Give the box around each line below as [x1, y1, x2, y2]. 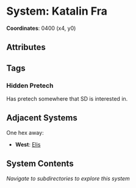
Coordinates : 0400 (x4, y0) [6, 24, 76, 32]
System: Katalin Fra [6, 4, 108, 18]
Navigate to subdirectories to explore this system [6, 175, 130, 182]
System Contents [6, 159, 74, 169]
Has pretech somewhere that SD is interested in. [6, 95, 128, 103]
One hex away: [6, 129, 44, 136]
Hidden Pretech [6, 81, 54, 90]
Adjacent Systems [6, 113, 77, 123]
